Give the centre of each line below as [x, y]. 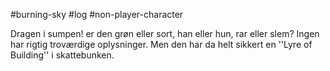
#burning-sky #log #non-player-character [97, 14]
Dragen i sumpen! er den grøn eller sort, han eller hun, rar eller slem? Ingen [165, 33]
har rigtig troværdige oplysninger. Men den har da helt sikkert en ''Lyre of [161, 44]
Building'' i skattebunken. [62, 55]
